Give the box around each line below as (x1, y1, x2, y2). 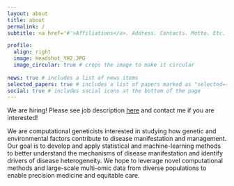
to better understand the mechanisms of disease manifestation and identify (7, 149, 224, 158)
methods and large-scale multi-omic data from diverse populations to (7, 164, 207, 172)
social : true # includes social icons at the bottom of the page (7, 87, 201, 94)
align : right (13, 49, 52, 56)
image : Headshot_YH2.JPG (13, 55, 86, 62)
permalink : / (7, 23, 45, 30)
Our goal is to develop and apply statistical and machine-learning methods (7, 142, 221, 150)
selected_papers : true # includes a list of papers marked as (7, 81, 192, 87)
